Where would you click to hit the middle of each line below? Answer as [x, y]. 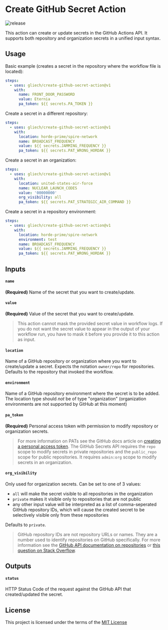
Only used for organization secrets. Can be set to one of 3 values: [73, 484]
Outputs [18, 566]
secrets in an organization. [45, 462]
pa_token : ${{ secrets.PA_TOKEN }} [56, 104]
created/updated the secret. [34, 594]
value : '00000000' [38, 193]
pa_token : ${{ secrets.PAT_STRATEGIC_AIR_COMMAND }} [75, 202]
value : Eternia [34, 99]
